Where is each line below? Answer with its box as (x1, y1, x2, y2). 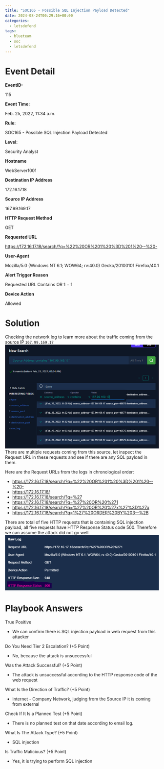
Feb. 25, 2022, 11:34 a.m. (5, 110, 56, 116)
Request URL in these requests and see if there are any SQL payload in (5, 454, 148, 460)
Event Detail (5, 66, 55, 77)
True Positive (5, 619, 32, 625)
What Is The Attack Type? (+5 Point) (5, 730, 78, 736)
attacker (12, 634, 29, 640)
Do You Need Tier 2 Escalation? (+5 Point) (5, 644, 90, 649)
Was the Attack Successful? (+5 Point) (5, 662, 82, 669)
